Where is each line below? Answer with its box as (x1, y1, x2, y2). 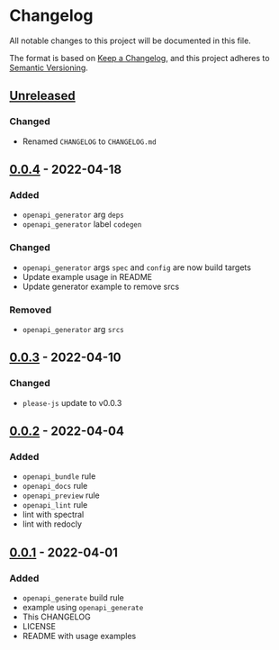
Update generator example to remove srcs (22, 281, 180, 292)
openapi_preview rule (22, 490, 101, 501)
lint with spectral (22, 510, 85, 520)
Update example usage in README (22, 271, 153, 282)
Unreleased (9, 88, 76, 104)
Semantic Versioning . (9, 62, 88, 73)
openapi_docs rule (22, 481, 88, 492)
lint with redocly (22, 519, 83, 529)
